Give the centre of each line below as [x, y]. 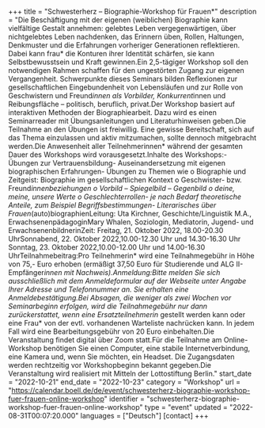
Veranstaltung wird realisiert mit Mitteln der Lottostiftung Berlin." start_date [130, 373]
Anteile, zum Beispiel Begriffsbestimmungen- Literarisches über [112, 205]
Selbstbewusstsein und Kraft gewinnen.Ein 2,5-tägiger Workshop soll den [129, 62]
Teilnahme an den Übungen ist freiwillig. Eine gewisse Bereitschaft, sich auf [131, 129]
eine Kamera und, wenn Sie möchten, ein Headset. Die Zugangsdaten [121, 357]
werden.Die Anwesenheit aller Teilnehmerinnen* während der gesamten [125, 146]
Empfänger [26, 272]
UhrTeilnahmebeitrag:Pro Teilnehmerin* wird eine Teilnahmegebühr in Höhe [131, 256]
